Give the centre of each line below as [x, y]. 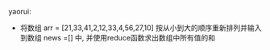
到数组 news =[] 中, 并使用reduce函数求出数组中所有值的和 [118, 38]
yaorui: [20, 12]
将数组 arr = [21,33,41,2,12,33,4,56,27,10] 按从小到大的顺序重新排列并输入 [141, 28]
